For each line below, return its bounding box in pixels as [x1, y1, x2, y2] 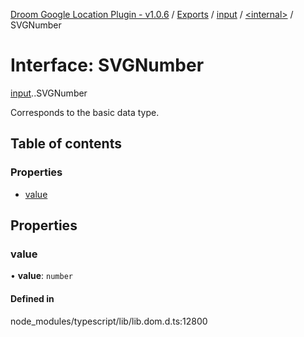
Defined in [10, 292, 55, 304]
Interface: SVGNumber [10, 54, 205, 77]
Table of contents [10, 135, 122, 153]
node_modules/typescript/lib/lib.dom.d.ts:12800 [10, 315, 208, 327]
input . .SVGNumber [10, 87, 88, 99]
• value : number [10, 270, 73, 282]
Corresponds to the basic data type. [10, 106, 160, 118]
